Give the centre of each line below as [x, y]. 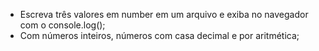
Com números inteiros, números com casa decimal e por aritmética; [159, 35]
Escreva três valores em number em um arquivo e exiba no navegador [164, 14]
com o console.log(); [62, 25]
